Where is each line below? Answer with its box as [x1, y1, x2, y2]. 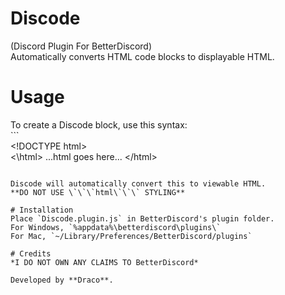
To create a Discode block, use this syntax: [10, 118, 188, 131]
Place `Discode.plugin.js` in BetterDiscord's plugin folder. [10, 213, 275, 224]
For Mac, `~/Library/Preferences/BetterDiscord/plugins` [10, 231, 253, 241]
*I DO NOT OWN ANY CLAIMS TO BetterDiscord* [10, 257, 199, 267]
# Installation [10, 205, 74, 215]
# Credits [10, 248, 52, 259]
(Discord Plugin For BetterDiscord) [10, 40, 153, 52]
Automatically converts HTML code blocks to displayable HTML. [10, 50, 275, 62]
